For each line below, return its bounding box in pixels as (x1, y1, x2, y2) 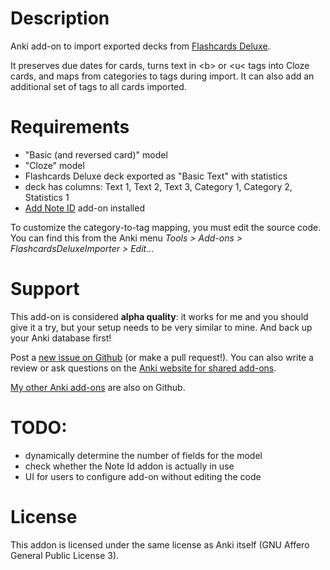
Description (10, 7, 110, 30)
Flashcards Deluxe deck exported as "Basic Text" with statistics (24, 170, 288, 182)
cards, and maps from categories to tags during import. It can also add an (10, 70, 315, 82)
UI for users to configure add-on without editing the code (24, 470, 262, 482)
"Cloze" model (24, 159, 85, 171)
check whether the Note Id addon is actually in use (24, 460, 235, 472)
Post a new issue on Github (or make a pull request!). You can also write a (10, 351, 314, 363)
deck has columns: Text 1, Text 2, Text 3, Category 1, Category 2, (24, 180, 293, 192)
